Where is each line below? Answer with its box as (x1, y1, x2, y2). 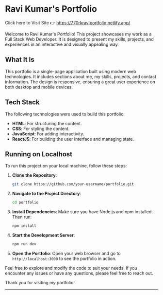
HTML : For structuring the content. (12, 120, 82, 126)
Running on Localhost (5, 150, 73, 158)
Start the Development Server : (12, 232, 75, 238)
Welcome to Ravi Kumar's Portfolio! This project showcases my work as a (5, 31, 152, 37)
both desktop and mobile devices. (5, 84, 73, 90)
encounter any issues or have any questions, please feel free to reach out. (5, 270, 154, 276)
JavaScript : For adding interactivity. (12, 130, 84, 137)
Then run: (12, 214, 32, 220)
